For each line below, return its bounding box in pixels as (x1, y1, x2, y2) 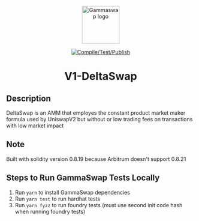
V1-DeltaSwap (64, 70, 137, 83)
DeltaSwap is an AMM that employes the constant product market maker (6, 109, 186, 117)
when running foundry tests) (14, 208, 86, 215)
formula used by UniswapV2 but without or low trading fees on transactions (6, 116, 193, 123)
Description (6, 93, 51, 103)
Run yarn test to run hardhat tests (14, 195, 101, 202)
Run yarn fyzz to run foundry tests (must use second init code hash (14, 201, 183, 208)
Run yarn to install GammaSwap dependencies (14, 189, 131, 196)
